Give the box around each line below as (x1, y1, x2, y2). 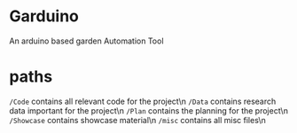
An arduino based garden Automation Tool (9, 35, 164, 46)
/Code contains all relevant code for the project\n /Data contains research (9, 96, 277, 106)
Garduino (9, 6, 80, 27)
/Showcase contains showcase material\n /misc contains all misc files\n (9, 114, 266, 125)
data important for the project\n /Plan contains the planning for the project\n (9, 105, 288, 116)
